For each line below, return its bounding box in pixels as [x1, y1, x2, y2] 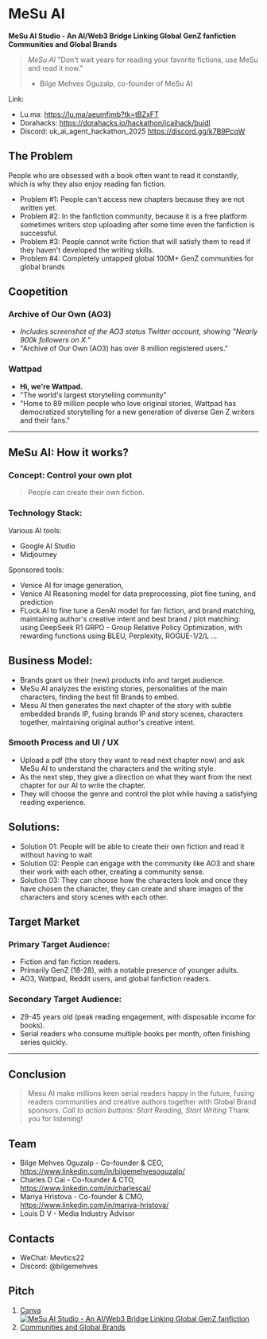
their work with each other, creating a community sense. [19, 867, 205, 877]
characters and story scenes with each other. [19, 892, 168, 902]
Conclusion [8, 1068, 67, 1082]
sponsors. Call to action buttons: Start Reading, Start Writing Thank [27, 1105, 250, 1115]
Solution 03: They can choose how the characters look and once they [19, 875, 248, 884]
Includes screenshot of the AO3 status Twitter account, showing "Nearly [19, 327, 258, 336]
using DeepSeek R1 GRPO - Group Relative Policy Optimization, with [19, 622, 242, 632]
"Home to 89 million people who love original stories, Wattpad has [19, 398, 237, 408]
